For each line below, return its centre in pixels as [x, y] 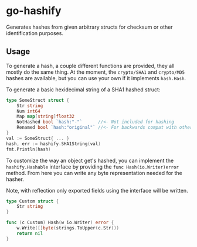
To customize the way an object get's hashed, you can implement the [90, 160]
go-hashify [34, 11]
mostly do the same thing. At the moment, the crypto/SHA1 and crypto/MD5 [96, 72]
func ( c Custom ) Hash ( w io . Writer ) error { [60, 223]
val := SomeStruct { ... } [38, 138]
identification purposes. [35, 33]
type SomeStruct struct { [38, 100]
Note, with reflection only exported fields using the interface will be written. [97, 190]
